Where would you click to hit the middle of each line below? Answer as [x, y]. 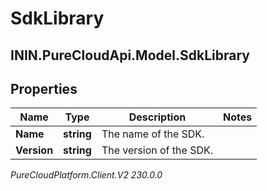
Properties [44, 88]
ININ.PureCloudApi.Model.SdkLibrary [130, 55]
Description [157, 117]
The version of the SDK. [157, 150]
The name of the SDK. [153, 134]
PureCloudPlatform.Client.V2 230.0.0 [86, 175]
